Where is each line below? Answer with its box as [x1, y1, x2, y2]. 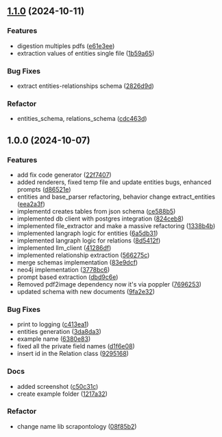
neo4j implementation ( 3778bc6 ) [16, 265, 110, 273]
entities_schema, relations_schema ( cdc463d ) [16, 115, 147, 123]
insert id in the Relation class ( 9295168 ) [16, 350, 129, 358]
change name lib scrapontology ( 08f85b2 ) [16, 422, 137, 430]
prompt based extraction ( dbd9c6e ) [16, 273, 119, 281]
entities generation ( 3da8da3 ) [16, 328, 101, 336]
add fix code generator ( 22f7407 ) [16, 170, 112, 179]
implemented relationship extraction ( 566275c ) [16, 251, 150, 259]
